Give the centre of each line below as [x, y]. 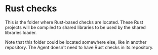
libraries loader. [21, 32]
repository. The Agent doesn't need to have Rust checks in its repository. [79, 47]
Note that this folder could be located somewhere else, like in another [76, 42]
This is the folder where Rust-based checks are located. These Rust [74, 22]
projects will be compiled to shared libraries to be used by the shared [76, 27]
